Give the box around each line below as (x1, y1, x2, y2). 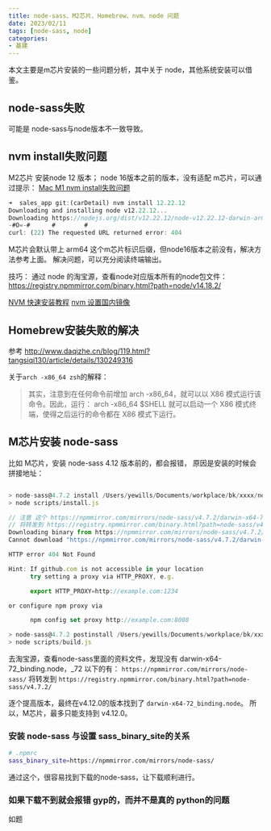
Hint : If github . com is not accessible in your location (8, 565, 204, 573)
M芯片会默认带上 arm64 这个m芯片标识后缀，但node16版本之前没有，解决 (8, 244, 255, 254)
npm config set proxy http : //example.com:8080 (29, 616, 190, 624)
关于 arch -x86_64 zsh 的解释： (8, 372, 109, 382)
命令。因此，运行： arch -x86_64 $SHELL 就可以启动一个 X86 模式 (27, 399, 250, 408)
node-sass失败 (8, 101, 85, 115)
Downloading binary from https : (8, 528, 117, 537)
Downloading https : (8, 214, 74, 222)
